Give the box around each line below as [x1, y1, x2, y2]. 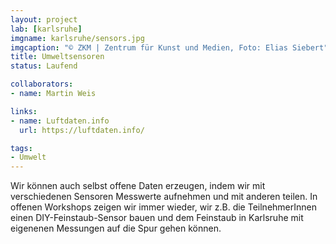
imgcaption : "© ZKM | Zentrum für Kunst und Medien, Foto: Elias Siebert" [10, 42, 329, 53]
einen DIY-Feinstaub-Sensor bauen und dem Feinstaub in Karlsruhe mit [10, 212, 304, 224]
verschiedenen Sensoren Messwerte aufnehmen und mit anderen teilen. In [10, 191, 318, 203]
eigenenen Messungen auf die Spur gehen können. [10, 222, 222, 235]
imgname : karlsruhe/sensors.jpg [10, 33, 145, 43]
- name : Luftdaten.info [10, 116, 110, 126]
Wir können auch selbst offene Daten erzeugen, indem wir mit [10, 180, 266, 192]
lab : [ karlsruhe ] [10, 24, 83, 34]
